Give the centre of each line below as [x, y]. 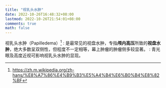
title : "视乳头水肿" [24, 10]
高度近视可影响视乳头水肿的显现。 [48, 55]
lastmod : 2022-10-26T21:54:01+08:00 [43, 19]
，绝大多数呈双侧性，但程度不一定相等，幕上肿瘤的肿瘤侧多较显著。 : [80, 49]
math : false [17, 28]
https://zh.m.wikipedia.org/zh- [43, 70]
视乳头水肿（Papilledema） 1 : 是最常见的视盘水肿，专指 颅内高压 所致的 [77, 43]
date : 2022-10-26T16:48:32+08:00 [40, 14]
